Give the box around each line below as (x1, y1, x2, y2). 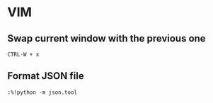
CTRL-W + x (7, 51, 40, 58)
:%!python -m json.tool (7, 89, 78, 96)
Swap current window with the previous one (7, 32, 207, 44)
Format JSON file (7, 70, 84, 82)
